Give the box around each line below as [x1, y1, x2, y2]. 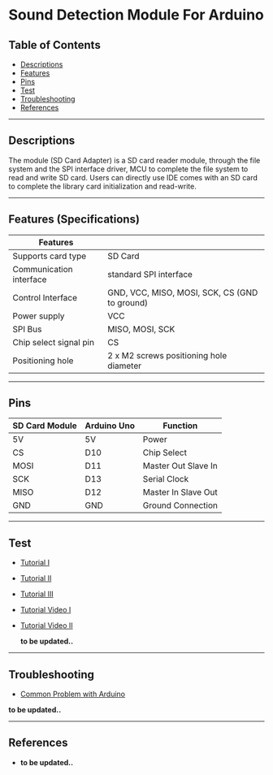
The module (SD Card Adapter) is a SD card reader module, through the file [8, 155, 261, 165]
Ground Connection [142, 500, 218, 511]
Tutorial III [19, 589, 54, 599]
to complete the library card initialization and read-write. [8, 181, 197, 191]
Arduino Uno [84, 420, 136, 431]
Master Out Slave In [142, 461, 218, 472]
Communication [12, 263, 73, 275]
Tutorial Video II [19, 621, 73, 630]
